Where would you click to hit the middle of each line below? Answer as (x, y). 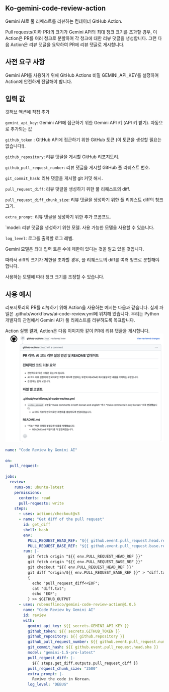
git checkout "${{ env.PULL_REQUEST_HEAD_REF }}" (81, 567)
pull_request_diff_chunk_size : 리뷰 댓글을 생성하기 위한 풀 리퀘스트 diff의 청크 (84, 200)
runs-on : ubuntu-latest (39, 487)
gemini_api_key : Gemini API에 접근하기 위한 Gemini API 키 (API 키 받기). (77, 123)
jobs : (11, 477)
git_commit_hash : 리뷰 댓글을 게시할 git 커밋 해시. (54, 178)
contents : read (34, 498)
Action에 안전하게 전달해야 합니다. (39, 81)
